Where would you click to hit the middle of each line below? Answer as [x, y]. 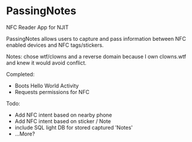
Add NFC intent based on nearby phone [63, 115]
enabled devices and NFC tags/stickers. [55, 45]
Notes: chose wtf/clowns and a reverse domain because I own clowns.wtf [96, 56]
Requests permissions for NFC [52, 92]
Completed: [20, 74]
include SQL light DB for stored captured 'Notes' [74, 127]
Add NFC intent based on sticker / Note [63, 121]
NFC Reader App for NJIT [38, 27]
